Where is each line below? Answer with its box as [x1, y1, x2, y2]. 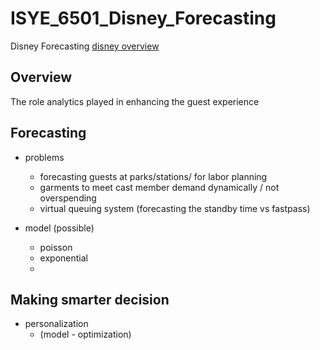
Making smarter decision [10, 291, 170, 308]
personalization [24, 318, 89, 330]
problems [24, 151, 65, 163]
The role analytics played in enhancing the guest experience [10, 95, 260, 107]
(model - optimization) [39, 328, 132, 341]
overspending [39, 192, 97, 204]
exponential [39, 252, 88, 264]
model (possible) [24, 222, 95, 234]
